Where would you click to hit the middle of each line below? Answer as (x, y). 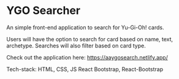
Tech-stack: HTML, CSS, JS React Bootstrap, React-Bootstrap (85, 69)
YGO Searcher (44, 11)
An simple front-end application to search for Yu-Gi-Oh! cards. (85, 27)
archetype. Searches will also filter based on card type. (76, 46)
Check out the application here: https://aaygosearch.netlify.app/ (87, 57)
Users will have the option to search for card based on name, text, (90, 39)
